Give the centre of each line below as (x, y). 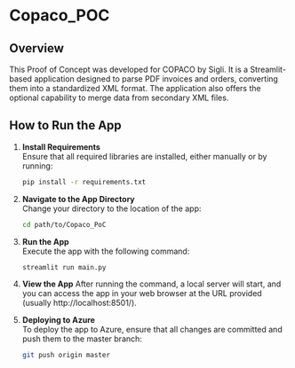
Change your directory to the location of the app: (112, 208)
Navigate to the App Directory (78, 199)
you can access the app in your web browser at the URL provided (142, 294)
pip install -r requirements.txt (84, 182)
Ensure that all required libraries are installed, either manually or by (144, 156)
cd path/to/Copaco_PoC (64, 224)
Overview (37, 48)
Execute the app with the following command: (106, 251)
